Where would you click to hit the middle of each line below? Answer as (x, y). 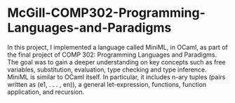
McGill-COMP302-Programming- (106, 13)
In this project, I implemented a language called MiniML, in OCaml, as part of (117, 47)
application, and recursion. (46, 92)
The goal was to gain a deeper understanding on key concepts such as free (116, 62)
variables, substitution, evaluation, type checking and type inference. (107, 69)
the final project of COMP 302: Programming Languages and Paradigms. (112, 55)
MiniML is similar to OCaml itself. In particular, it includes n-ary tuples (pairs (116, 77)
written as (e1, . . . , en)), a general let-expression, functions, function (107, 84)
